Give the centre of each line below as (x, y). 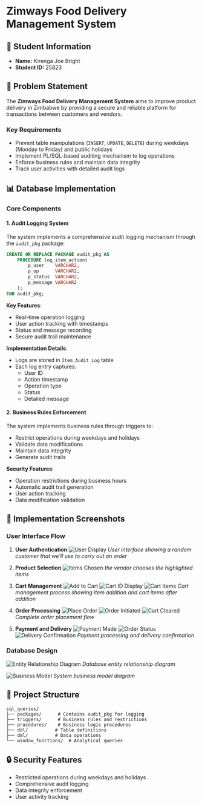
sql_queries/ (23, 709)
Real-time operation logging (50, 317)
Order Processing (37, 610)
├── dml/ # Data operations (54, 735)
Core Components (34, 209)
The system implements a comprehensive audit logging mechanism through (101, 237)
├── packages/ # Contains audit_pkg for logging (76, 714)
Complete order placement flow (55, 617)
